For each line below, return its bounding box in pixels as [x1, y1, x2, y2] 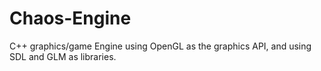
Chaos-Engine [9, 7, 132, 30]
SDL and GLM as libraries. [9, 50, 117, 62]
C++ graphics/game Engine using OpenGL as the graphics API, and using [9, 40, 312, 52]
